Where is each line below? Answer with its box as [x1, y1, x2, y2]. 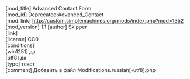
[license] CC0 [5, 36, 39, 42]
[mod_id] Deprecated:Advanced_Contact [5, 11, 104, 18]
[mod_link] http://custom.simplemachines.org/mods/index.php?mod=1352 [5, 17, 184, 24]
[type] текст [5, 60, 35, 67]
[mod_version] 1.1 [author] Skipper [5, 23, 87, 30]
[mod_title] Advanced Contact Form [5, 5, 92, 12]
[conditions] [5, 42, 34, 49]
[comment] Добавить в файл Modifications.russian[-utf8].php [5, 67, 156, 73]
